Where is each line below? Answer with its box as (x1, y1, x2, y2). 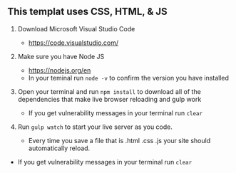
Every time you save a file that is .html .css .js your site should (28, 136, 211, 145)
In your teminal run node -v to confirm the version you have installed (28, 73, 230, 82)
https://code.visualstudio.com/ (28, 38, 119, 47)
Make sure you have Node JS (17, 52, 105, 61)
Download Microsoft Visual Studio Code (17, 24, 135, 33)
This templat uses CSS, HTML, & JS (7, 6, 168, 18)
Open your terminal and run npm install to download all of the (17, 87, 201, 95)
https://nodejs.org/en (28, 65, 91, 74)
